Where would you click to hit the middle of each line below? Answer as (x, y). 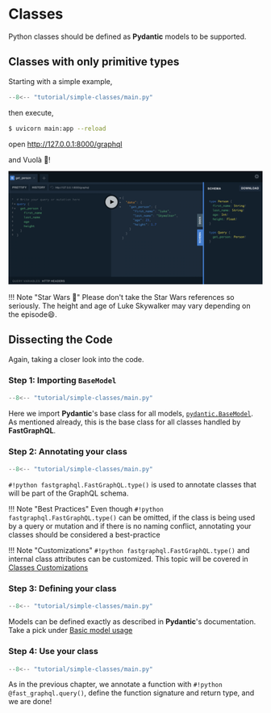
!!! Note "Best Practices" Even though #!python (86, 509)
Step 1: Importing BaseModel (63, 380)
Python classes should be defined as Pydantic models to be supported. (127, 36)
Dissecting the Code (60, 340)
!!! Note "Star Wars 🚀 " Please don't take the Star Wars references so (121, 297)
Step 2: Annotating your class (68, 451)
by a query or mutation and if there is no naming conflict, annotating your (130, 526)
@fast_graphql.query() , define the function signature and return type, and (131, 693)
